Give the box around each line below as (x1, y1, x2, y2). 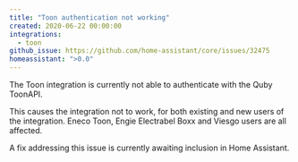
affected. (9, 125, 43, 135)
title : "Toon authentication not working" (9, 13, 170, 22)
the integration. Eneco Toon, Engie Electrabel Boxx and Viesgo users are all (9, 115, 286, 126)
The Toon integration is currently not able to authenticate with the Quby (9, 80, 273, 90)
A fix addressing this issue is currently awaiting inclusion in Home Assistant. (9, 142, 290, 153)
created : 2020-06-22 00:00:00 (9, 21, 123, 30)
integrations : (9, 30, 63, 38)
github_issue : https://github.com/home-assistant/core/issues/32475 (9, 47, 270, 55)
